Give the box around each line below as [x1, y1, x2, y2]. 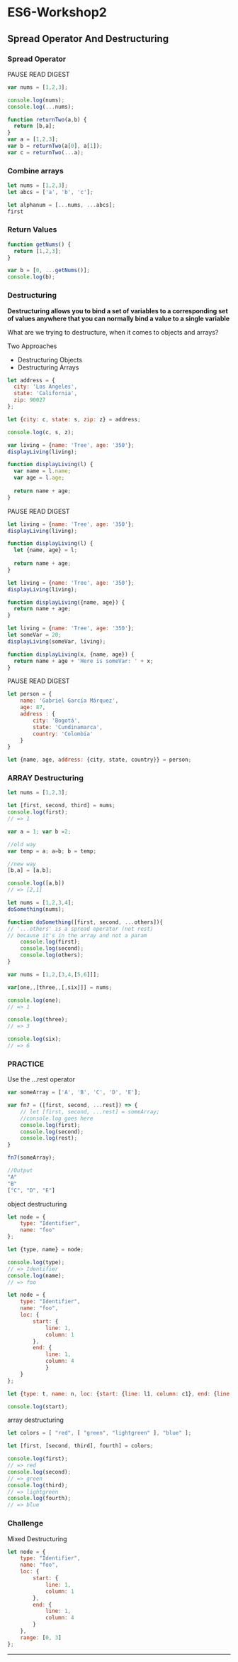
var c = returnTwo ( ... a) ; [7, 149, 84, 156]
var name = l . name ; [13, 468, 72, 475]
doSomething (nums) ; [7, 905, 65, 913]
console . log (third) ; [7, 1482, 69, 1489]
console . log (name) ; [7, 1272, 65, 1279]
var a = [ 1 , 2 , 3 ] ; [7, 136, 59, 143]
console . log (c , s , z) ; [7, 428, 74, 436]
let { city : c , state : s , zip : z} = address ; [7, 416, 141, 423]
